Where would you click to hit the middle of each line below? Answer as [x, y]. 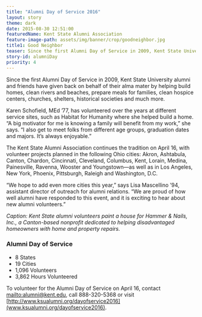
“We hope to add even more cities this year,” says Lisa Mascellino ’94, [93, 185]
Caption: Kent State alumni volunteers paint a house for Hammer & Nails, [97, 216]
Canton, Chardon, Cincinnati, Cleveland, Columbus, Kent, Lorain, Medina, [97, 160]
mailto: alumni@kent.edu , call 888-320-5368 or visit [70, 294]
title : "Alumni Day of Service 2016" [54, 12]
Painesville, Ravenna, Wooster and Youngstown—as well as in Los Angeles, [99, 167]
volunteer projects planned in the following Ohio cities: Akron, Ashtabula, [96, 154]
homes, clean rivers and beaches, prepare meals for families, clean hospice [100, 92]
